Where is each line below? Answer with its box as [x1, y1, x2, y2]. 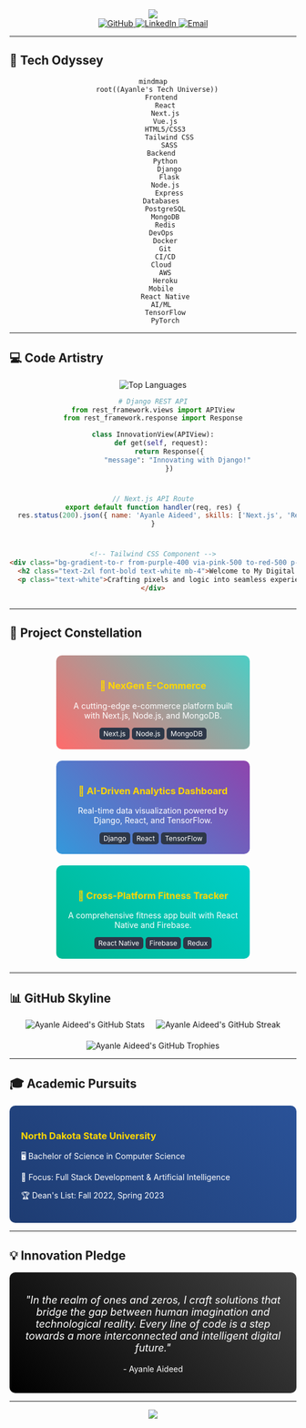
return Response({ [134, 447, 205, 456]
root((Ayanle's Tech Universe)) [95, 85, 219, 94]
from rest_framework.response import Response [63, 413, 243, 423]
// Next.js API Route [112, 494, 194, 504]
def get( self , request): [113, 439, 209, 448]
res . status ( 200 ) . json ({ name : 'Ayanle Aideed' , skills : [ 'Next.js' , [17, 511, 283, 520]
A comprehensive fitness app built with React [67, 910, 239, 921]
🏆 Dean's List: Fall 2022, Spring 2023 [21, 1190, 165, 1201]
